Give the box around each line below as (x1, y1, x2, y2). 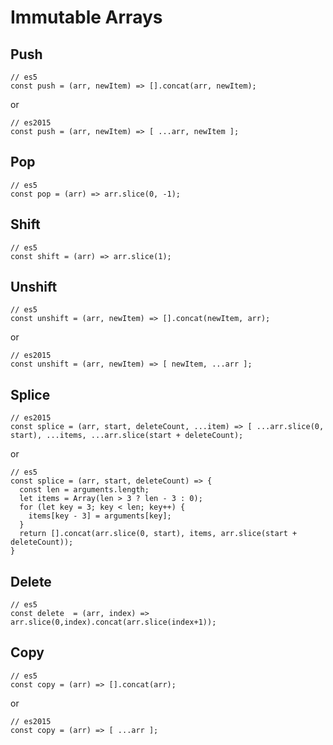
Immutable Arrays (10, 6, 163, 29)
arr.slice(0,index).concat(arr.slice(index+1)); (10, 617, 217, 628)
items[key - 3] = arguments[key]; (28, 511, 172, 521)
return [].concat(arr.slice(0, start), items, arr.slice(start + (19, 529, 298, 539)
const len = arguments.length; (19, 485, 150, 495)
